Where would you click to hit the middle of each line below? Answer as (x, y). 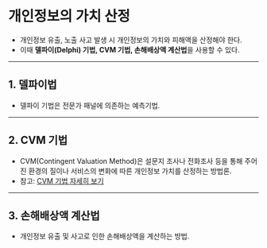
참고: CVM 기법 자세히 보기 (62, 180)
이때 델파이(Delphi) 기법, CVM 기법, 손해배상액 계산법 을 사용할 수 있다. (130, 49)
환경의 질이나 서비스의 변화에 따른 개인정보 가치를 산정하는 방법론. (130, 171)
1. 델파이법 (33, 85)
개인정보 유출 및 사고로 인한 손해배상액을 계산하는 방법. (104, 236)
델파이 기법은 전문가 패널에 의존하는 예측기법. (90, 105)
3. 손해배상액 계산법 (54, 215)
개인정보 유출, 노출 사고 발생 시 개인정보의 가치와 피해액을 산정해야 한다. (131, 40)
